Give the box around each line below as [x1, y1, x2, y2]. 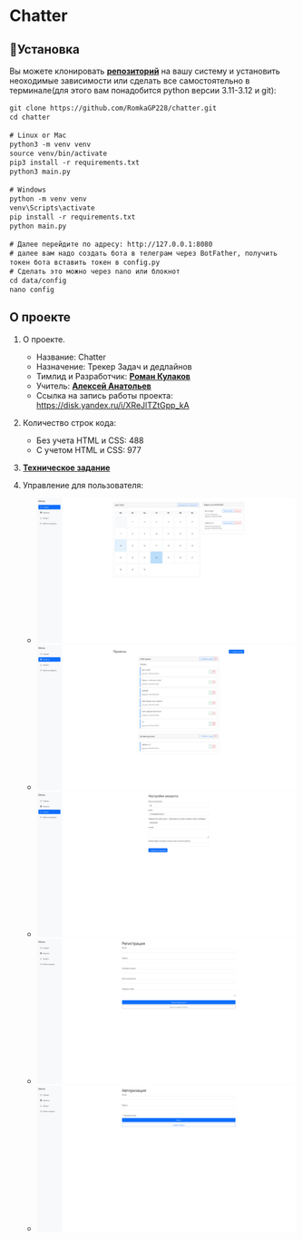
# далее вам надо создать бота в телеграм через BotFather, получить [9, 249, 279, 258]
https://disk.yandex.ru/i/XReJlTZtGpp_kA [35, 399, 190, 410]
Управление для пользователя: [22, 479, 143, 490]
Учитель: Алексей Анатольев [35, 380, 151, 391]
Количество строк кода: [22, 417, 116, 428]
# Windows [9, 185, 47, 194]
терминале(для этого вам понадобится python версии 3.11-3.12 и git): [9, 85, 277, 95]
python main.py [9, 221, 67, 231]
